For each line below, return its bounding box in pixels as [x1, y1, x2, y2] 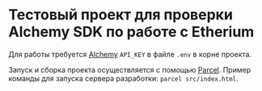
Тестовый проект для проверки [8, 6, 233, 24]
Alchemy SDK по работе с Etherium [8, 23, 255, 41]
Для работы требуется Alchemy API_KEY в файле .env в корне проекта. [8, 49, 252, 59]
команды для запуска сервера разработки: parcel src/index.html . [8, 73, 239, 83]
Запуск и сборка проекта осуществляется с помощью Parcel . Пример [8, 64, 251, 74]
